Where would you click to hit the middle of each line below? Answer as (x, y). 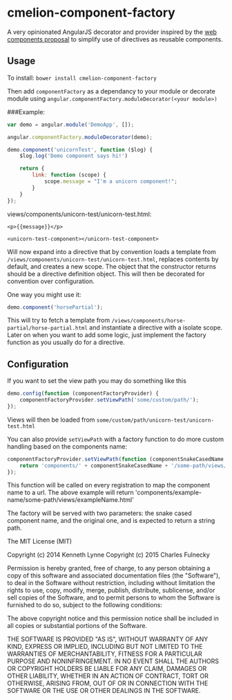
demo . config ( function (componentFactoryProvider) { (83, 394)
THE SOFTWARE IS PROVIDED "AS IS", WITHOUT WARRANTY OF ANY (108, 639)
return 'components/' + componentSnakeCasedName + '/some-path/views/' (125, 465)
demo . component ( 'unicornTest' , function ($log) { (80, 150)
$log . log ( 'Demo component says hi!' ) (74, 156)
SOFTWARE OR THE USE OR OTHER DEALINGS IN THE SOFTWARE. (104, 691)
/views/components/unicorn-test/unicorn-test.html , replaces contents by (113, 259)
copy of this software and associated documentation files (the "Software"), (114, 575)
